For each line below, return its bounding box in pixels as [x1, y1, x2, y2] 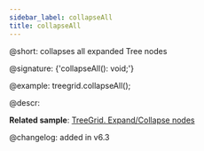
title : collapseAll [9, 21, 82, 30]
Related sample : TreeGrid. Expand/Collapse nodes [9, 115, 195, 125]
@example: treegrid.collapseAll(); [9, 80, 131, 91]
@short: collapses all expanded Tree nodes [9, 45, 168, 56]
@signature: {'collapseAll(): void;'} [9, 63, 135, 74]
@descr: [9, 97, 40, 107]
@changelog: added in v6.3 [9, 131, 110, 142]
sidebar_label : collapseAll [9, 12, 114, 22]
